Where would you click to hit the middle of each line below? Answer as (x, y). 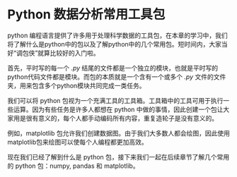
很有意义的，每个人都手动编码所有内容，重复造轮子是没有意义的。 (122, 118)
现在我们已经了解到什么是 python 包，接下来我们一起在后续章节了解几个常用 (118, 157)
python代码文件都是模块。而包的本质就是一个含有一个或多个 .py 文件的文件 (117, 77)
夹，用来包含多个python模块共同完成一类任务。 (76, 85)
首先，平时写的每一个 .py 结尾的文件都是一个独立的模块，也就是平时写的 (113, 68)
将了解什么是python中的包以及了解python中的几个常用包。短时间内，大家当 (117, 44)
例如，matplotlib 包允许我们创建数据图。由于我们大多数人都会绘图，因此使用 (118, 133)
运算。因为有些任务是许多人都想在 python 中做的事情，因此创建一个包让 (118, 109)
